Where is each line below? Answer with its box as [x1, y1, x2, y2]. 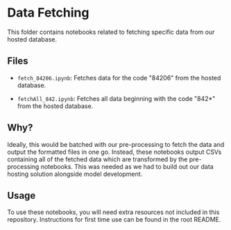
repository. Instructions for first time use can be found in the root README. [7, 215, 221, 224]
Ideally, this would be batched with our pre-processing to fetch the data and [7, 140, 225, 148]
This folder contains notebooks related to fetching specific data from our [7, 28, 215, 36]
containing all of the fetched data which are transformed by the [7, 154, 188, 163]
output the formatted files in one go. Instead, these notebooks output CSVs [7, 148, 222, 156]
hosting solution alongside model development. [7, 170, 143, 178]
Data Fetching [7, 5, 89, 21]
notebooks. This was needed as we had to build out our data [40, 162, 214, 170]
